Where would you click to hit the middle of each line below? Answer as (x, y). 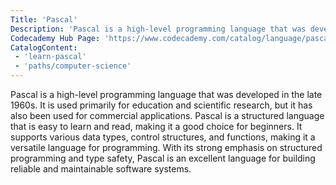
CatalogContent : (44, 47)
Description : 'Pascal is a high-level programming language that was (158, 29)
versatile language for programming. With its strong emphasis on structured (166, 147)
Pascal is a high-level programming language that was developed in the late (166, 94)
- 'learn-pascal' (50, 57)
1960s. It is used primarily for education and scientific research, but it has (161, 105)
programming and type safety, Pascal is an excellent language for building (163, 158)
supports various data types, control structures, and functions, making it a (163, 137)
